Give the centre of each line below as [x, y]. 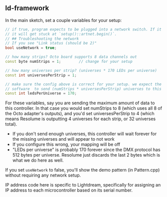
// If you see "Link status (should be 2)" [51, 43]
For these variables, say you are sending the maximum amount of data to [80, 103]
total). [11, 124]
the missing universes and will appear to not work [63, 139]
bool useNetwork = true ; [31, 48]
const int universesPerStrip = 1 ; [41, 75]
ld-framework [27, 8]
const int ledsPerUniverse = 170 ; [41, 94]
